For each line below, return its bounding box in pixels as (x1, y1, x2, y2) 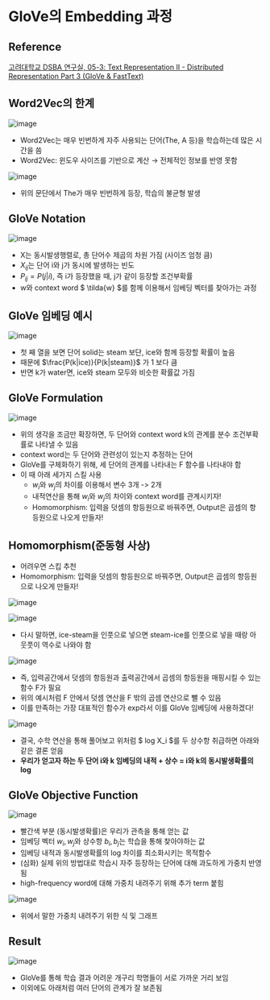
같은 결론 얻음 (19, 746, 64, 756)
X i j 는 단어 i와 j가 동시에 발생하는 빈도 (19, 259, 135, 272)
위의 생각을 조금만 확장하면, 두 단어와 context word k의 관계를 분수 (19, 429, 231, 439)
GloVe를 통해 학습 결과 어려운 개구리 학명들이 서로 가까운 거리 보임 (19, 973, 229, 982)
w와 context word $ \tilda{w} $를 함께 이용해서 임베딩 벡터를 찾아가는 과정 (19, 283, 257, 293)
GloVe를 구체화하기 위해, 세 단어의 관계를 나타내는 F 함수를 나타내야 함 (19, 459, 242, 469)
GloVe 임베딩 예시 (8, 309, 93, 322)
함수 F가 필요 (19, 683, 62, 693)
